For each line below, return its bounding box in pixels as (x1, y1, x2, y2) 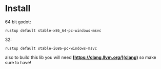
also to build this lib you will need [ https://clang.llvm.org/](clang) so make (5, 54, 157, 60)
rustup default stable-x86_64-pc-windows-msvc (5, 28, 101, 33)
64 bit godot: (5, 19, 31, 25)
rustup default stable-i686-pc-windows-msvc (5, 46, 97, 51)
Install (5, 3, 31, 14)
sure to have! (5, 59, 32, 65)
